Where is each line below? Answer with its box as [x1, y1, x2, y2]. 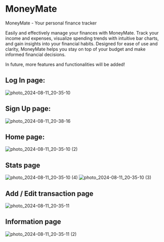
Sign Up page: [5, 104, 51, 113]
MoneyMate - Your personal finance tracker [5, 20, 97, 26]
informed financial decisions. [5, 51, 66, 58]
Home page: [5, 132, 45, 141]
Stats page [5, 161, 41, 170]
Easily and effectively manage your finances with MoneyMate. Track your [5, 30, 159, 36]
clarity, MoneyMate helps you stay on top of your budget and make [5, 46, 146, 52]
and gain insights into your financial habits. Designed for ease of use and [5, 40, 158, 46]
